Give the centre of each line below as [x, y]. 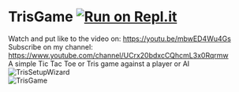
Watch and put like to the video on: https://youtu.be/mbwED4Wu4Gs [119, 39]
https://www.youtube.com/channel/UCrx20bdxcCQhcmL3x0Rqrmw [118, 55]
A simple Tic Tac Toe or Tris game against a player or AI [99, 64]
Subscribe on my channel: [50, 46]
